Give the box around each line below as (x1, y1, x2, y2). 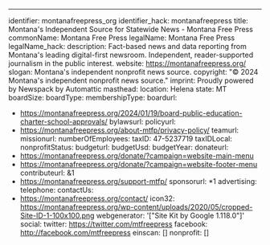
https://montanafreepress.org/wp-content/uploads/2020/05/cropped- (19, 202, 253, 211)
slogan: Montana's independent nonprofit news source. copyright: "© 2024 (8, 67, 259, 76)
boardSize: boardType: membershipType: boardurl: (8, 93, 178, 102)
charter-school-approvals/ (19, 117, 108, 126)
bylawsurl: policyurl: (109, 117, 177, 126)
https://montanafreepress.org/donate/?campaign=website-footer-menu (19, 160, 258, 169)
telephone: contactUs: (19, 186, 94, 194)
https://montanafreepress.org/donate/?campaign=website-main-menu (19, 151, 255, 161)
